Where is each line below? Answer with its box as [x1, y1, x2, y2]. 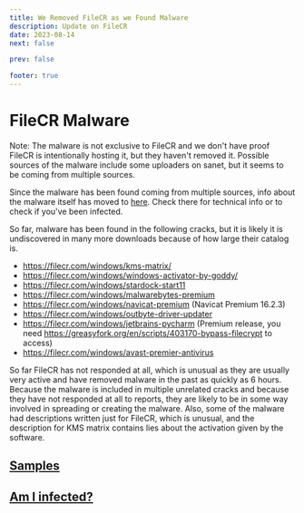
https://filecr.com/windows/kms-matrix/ [22, 260, 172, 271]
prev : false [9, 55, 54, 64]
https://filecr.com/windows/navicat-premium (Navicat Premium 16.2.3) [22, 298, 286, 309]
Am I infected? [9, 489, 93, 504]
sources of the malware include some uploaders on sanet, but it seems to [9, 160, 284, 170]
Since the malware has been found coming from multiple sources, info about [9, 187, 296, 198]
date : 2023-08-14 [9, 30, 75, 39]
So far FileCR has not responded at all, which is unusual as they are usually [9, 364, 290, 375]
